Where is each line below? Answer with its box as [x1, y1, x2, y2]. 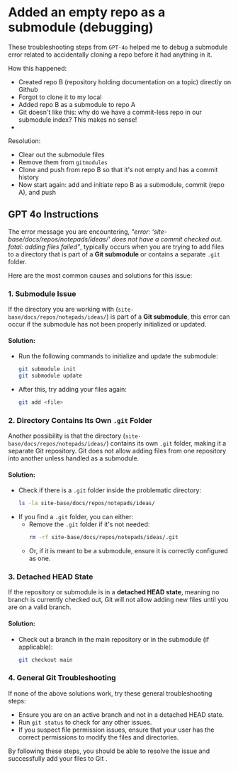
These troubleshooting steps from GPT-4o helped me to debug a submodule [8, 43, 228, 51]
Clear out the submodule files [18, 150, 105, 159]
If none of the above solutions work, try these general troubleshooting [8, 689, 212, 698]
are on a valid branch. [8, 603, 72, 611]
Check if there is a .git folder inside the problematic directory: [18, 486, 201, 494]
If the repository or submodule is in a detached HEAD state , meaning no [8, 588, 220, 596]
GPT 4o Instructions [8, 208, 98, 220]
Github [18, 85, 38, 94]
